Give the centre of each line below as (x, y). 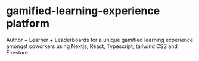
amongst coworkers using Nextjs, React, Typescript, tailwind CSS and (92, 46)
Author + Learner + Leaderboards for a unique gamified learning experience (100, 40)
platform (28, 23)
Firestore (17, 52)
